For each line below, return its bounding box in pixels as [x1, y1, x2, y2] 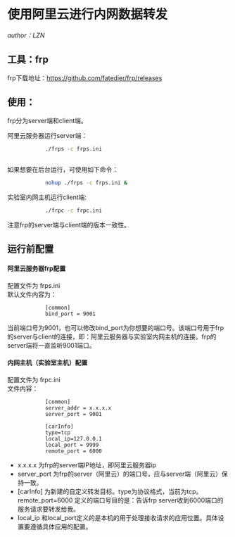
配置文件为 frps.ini [7, 281, 61, 289]
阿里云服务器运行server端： [7, 131, 88, 139]
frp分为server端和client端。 [7, 116, 88, 125]
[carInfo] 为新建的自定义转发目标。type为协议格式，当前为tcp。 [17, 487, 203, 495]
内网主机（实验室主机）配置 [7, 358, 88, 367]
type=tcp [44, 429, 71, 436]
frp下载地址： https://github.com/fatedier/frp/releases [7, 73, 163, 82]
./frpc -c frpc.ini [44, 207, 102, 215]
